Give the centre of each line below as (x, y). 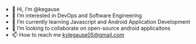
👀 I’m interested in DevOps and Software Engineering (77, 15)
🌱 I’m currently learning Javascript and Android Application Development (101, 22)
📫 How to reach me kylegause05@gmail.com (68, 35)
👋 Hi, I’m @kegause (36, 9)
